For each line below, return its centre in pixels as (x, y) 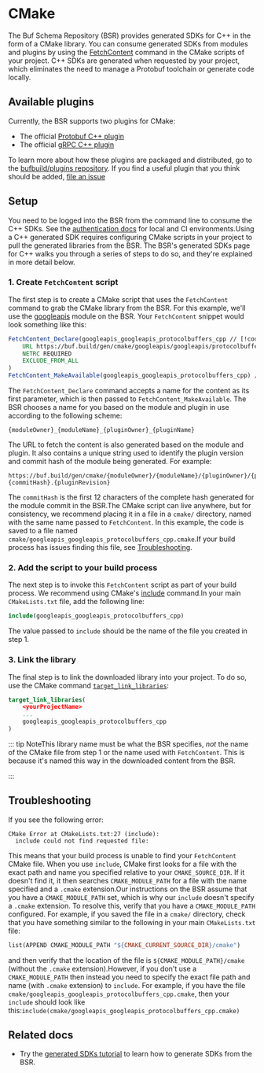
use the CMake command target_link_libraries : (88, 685)
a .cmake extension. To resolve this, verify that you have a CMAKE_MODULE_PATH (132, 905)
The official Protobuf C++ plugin (71, 136)
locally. (20, 77)
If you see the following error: (56, 820)
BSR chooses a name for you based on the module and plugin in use (119, 407)
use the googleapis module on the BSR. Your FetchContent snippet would (126, 316)
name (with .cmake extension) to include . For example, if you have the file (127, 985)
